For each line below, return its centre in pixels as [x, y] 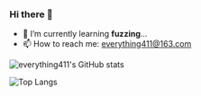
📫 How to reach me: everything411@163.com [107, 44]
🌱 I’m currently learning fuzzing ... [85, 34]
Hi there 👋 [32, 14]
